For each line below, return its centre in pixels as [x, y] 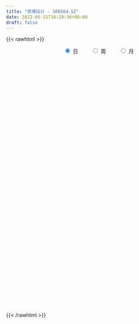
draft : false [22, 22]
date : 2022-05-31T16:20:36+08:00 [47, 17]
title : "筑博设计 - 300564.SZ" [43, 11]
